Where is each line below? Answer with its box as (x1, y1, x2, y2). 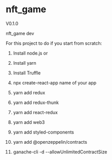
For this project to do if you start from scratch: (6, 40, 102, 46)
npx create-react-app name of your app (13, 79, 97, 86)
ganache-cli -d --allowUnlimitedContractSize (13, 149, 107, 155)
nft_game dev (6, 30, 34, 36)
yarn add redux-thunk (13, 99, 59, 105)
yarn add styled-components (13, 129, 74, 135)
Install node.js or (13, 50, 48, 56)
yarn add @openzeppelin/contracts (13, 139, 88, 145)
